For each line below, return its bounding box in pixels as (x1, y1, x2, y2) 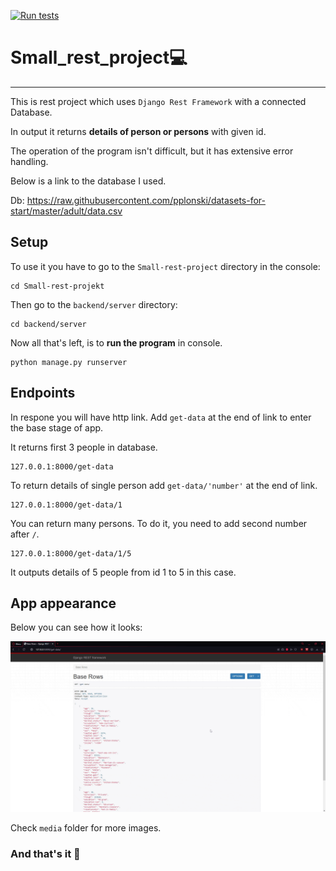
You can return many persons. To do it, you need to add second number (10, 517, 308, 529)
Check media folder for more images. (10, 822, 162, 834)
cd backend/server (10, 319, 87, 329)
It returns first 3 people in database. (10, 441, 158, 453)
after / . (10, 528, 40, 540)
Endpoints (10, 385, 76, 402)
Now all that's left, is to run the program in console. (10, 336, 223, 349)
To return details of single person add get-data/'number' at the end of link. (10, 479, 318, 491)
